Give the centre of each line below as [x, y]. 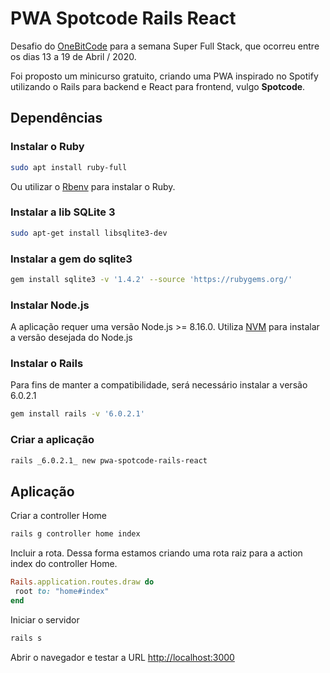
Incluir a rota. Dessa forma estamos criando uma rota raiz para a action [156, 553]
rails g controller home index [75, 534]
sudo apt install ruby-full [69, 167]
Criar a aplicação [52, 440]
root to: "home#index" [62, 592]
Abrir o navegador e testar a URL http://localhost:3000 [122, 657]
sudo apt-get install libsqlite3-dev [89, 233]
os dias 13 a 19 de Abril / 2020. [73, 56]
